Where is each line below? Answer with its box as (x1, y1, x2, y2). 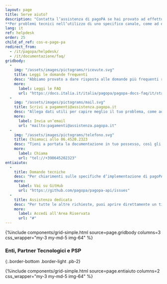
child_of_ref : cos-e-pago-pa (5, 40, 66, 45)
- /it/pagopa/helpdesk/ (9, 49, 59, 54)
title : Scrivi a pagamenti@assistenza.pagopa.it (14, 105, 117, 110)
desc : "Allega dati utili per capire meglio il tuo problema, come (14, 109, 157, 115)
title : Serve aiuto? (5, 12, 48, 17)
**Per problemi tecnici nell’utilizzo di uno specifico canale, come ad (5, 21, 159, 26)
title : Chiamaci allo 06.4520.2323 (14, 137, 88, 142)
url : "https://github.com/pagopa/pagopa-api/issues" (18, 188, 130, 193)
